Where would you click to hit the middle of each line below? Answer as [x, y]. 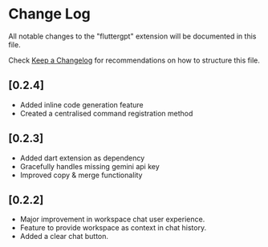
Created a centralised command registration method [106, 113]
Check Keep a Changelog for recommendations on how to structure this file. [134, 60]
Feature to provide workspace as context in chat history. [113, 228]
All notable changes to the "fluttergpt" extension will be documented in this [132, 36]
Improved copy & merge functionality [81, 175]
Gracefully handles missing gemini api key [90, 166]
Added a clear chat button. [64, 237]
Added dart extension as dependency [82, 158]
